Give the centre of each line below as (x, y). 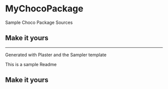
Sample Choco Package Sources (39, 22)
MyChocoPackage (44, 9)
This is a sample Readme (31, 64)
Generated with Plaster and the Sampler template (56, 55)
